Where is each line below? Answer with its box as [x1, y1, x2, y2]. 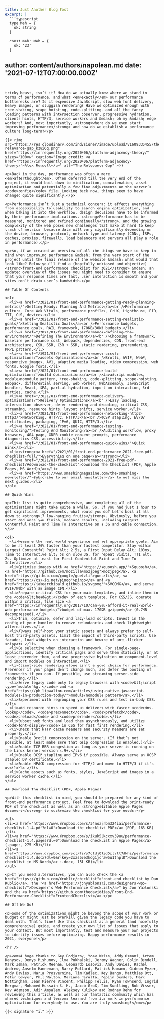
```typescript [9, 16, 38, 21]
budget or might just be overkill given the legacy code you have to [5, 915, 150, 920]
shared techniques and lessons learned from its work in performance [5, 996, 150, 1001]
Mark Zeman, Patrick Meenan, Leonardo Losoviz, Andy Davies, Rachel [5, 962, 147, 967]
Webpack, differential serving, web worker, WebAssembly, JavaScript [5, 381, 150, 386]
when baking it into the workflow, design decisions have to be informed [5, 210, 159, 215]
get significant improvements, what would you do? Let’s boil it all [5, 509, 150, 514]
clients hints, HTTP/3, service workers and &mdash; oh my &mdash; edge [5, 116, 156, 121]
